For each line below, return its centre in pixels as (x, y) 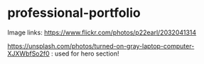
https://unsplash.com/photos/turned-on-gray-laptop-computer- (101, 46)
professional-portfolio (74, 13)
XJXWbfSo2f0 (28, 53)
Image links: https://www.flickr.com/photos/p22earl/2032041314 (102, 32)
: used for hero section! (85, 53)
